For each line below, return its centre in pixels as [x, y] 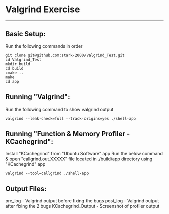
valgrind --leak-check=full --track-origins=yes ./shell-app [71, 118]
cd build [14, 68]
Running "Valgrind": [38, 97]
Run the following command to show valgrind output [59, 109]
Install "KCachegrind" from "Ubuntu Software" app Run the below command [84, 154]
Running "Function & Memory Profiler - [68, 133]
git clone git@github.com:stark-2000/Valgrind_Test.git [65, 55]
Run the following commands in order [44, 46]
